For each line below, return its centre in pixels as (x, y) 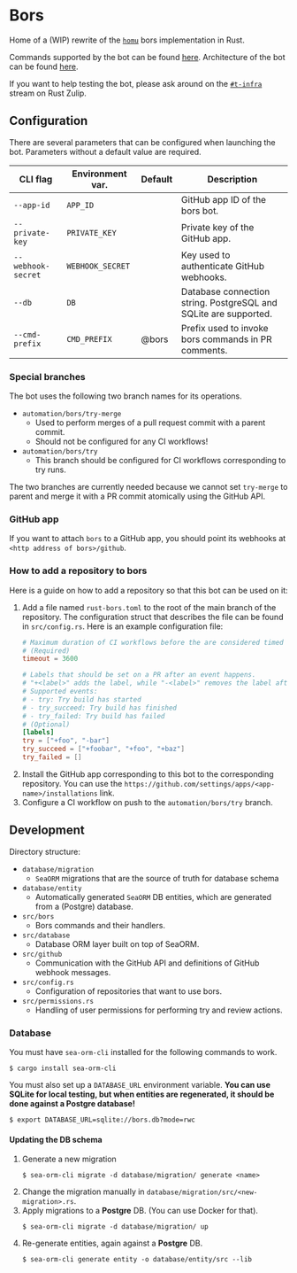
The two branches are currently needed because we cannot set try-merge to (148, 487)
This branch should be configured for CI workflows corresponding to (160, 461)
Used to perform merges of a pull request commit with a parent (150, 423)
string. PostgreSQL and (229, 302)
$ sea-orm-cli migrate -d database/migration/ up (115, 1227)
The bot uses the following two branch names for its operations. (126, 396)
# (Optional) (46, 724)
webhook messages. (73, 972)
